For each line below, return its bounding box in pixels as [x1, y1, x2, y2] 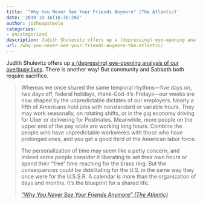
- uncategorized [6, 31, 47, 38]
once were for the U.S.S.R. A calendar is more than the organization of [21, 173, 196, 180]
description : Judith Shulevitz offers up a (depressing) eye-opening [6, 37, 185, 43]
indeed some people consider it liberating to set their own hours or [21, 153, 187, 160]
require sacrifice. [6, 72, 49, 79]
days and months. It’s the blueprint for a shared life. [21, 179, 150, 186]
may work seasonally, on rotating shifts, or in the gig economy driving [21, 110, 195, 117]
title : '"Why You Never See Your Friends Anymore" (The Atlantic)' [6, 8, 180, 15]
